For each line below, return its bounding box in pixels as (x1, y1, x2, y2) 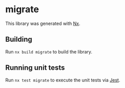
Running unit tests (5, 64, 65, 72)
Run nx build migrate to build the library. (5, 48, 93, 54)
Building (5, 35, 32, 44)
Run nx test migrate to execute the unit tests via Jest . (5, 77, 120, 83)
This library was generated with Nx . (5, 20, 80, 26)
